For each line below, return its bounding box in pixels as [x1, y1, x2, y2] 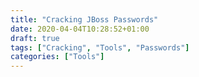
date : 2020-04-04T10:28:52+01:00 [10, 24, 150, 34]
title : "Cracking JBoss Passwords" [10, 14, 159, 25]
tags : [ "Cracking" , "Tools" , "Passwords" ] [10, 42, 190, 53]
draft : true [10, 33, 60, 43]
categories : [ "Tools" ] [10, 52, 105, 62]
